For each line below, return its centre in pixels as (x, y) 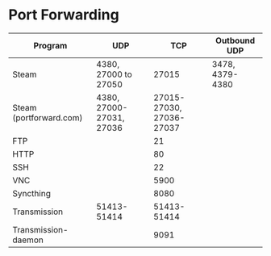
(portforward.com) (48, 117)
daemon (28, 240)
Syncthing (31, 193)
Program (50, 45)
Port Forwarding (64, 15)
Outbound (235, 40)
